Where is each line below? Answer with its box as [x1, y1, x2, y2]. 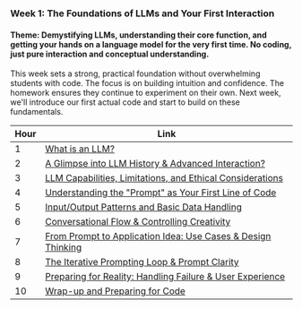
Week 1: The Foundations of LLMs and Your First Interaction [10, 7, 275, 20]
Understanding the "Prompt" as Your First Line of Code [45, 186, 277, 199]
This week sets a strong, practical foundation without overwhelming [10, 68, 261, 79]
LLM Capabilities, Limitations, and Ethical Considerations [45, 172, 283, 185]
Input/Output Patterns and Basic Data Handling [45, 201, 243, 213]
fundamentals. [10, 107, 64, 117]
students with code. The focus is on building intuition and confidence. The [10, 78, 285, 89]
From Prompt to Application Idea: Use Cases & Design [45, 230, 272, 243]
